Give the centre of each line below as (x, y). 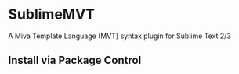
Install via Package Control (75, 60)
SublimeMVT (52, 14)
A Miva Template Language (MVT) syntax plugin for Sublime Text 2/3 (119, 36)
